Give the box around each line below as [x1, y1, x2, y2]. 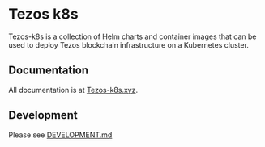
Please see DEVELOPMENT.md [8, 130, 113, 140]
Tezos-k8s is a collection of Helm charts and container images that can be [8, 31, 257, 41]
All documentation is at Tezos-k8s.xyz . [8, 85, 139, 94]
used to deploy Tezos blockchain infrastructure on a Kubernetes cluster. [8, 40, 250, 49]
